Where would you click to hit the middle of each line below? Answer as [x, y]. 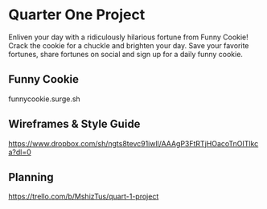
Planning [31, 177]
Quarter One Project [77, 15]
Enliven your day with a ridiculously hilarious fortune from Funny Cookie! [129, 37]
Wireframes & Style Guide [74, 124]
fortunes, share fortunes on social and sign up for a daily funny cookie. [126, 54]
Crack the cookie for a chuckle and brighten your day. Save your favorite [129, 45]
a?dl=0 [20, 152]
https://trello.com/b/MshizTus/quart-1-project [84, 197]
